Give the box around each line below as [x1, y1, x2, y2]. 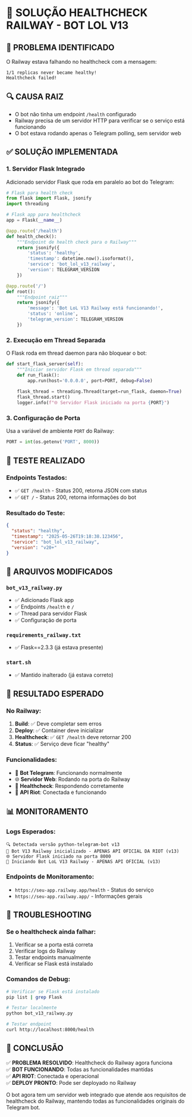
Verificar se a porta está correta [14, 941, 93, 948]
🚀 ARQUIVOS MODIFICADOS [6, 566, 113, 576]
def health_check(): [6, 233, 58, 240]
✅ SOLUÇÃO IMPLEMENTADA [6, 147, 118, 157]
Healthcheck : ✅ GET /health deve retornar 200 [14, 734, 132, 741]
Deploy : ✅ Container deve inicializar [14, 727, 104, 734]
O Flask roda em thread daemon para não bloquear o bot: [6, 349, 147, 357]
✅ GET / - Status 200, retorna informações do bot [14, 494, 137, 501]
